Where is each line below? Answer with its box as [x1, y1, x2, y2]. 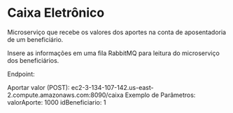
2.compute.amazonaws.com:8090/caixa [7, 91, 124, 99]
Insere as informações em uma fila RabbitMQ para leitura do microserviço [7, 49, 220, 57]
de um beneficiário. [7, 35, 64, 43]
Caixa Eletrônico [7, 5, 105, 21]
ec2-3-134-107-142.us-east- [71, 83, 154, 91]
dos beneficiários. [7, 56, 59, 64]
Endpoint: [7, 70, 35, 78]
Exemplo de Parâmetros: [125, 91, 196, 99]
